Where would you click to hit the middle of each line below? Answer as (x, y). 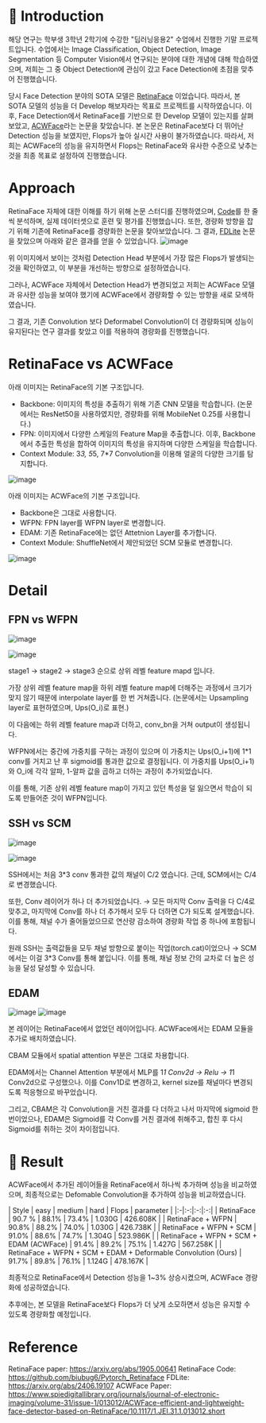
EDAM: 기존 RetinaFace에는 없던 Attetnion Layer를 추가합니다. (118, 533)
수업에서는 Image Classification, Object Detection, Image (129, 49)
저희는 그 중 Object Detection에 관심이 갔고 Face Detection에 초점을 (132, 69)
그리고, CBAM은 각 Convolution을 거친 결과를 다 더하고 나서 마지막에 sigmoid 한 (133, 1109)
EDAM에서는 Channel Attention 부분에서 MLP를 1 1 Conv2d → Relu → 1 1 (121, 1072)
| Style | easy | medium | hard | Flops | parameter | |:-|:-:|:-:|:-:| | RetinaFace (132, 1211)
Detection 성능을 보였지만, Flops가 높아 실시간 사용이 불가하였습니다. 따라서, (127, 135)
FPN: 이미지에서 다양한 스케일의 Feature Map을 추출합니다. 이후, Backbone (137, 433)
